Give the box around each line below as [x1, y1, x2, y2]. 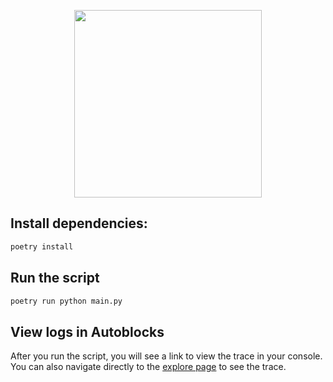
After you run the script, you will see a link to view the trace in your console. [10, 350, 323, 362]
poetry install [10, 241, 74, 252]
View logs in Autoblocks [10, 323, 165, 340]
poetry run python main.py [10, 296, 123, 306]
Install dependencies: [10, 215, 148, 232]
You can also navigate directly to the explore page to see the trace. [10, 361, 287, 373]
